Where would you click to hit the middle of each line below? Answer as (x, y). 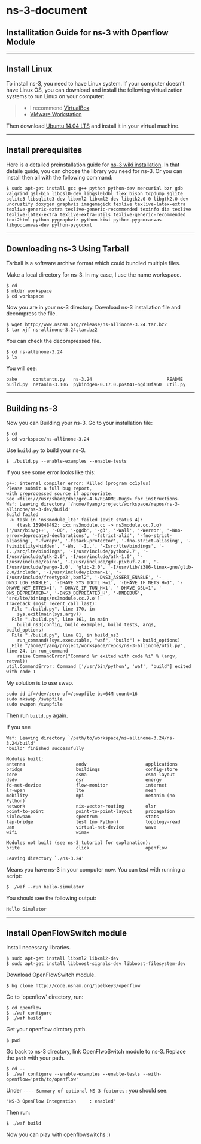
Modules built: (25, 759)
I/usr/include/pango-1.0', (40, 567)
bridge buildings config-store (92, 770)
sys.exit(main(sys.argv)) (49, 614)
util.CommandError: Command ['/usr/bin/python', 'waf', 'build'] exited (99, 667)
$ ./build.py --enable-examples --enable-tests (67, 462)
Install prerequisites (44, 150)
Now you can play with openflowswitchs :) (58, 1134)
